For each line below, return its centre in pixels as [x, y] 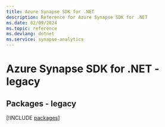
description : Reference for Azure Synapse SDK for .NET [77, 17]
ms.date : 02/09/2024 [32, 23]
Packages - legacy [41, 103]
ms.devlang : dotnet [30, 34]
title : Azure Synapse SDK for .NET [50, 12]
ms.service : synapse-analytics [45, 39]
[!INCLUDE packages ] [33, 118]
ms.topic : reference [32, 28]
